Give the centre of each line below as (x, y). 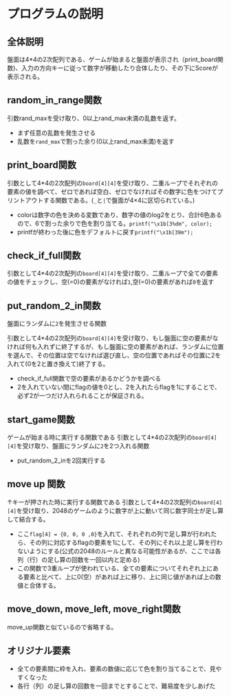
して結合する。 (28, 519)
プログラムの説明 (55, 14)
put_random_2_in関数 (54, 305)
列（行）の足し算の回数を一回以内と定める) (78, 559)
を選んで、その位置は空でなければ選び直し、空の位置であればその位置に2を (114, 355)
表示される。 (25, 77)
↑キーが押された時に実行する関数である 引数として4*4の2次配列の (102, 502)
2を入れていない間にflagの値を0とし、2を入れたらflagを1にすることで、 (119, 387)
